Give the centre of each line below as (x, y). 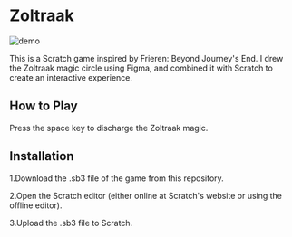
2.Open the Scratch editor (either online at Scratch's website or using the (146, 195)
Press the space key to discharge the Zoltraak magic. (109, 128)
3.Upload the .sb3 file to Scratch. (71, 223)
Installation (42, 156)
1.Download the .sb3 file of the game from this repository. (117, 178)
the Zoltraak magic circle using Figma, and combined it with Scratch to (141, 68)
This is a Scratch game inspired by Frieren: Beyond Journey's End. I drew (146, 58)
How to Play (44, 106)
